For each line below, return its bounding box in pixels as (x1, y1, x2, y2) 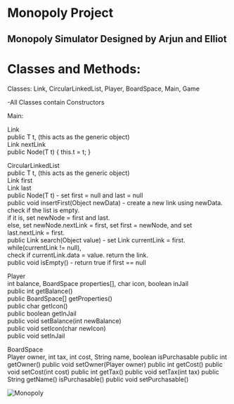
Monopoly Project (7, 5, 114, 21)
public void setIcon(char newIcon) (7, 324, 107, 332)
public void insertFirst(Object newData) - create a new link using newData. (7, 198, 223, 207)
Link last (7, 183, 32, 192)
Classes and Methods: (7, 61, 141, 77)
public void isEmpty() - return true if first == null (7, 258, 146, 266)
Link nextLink (7, 140, 46, 148)
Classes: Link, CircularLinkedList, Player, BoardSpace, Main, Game (7, 84, 200, 93)
